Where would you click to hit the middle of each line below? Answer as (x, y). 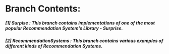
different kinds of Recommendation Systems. (54, 46)
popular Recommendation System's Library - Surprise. (64, 28)
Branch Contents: (43, 9)
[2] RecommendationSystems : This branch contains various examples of (84, 41)
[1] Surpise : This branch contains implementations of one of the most (80, 22)
